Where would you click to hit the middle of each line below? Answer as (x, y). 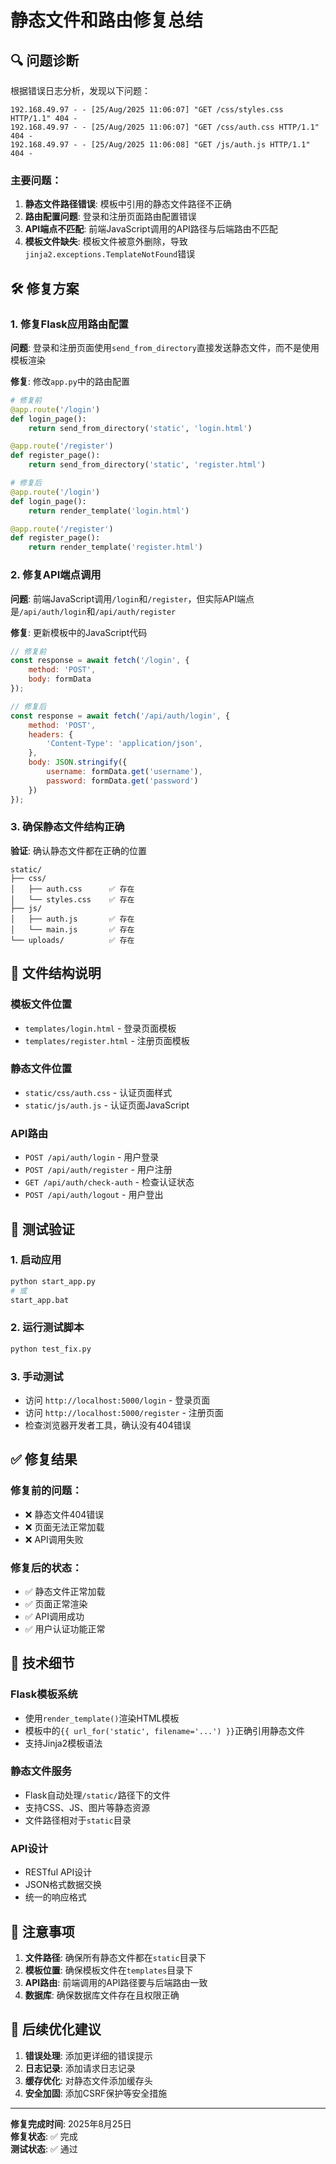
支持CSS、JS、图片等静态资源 (87, 1807)
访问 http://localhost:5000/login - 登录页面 (117, 1400)
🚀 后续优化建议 (56, 2029)
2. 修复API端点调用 (56, 575)
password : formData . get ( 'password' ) (122, 781)
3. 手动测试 (37, 1376)
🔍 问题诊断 (45, 60)
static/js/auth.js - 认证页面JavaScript (107, 1105)
